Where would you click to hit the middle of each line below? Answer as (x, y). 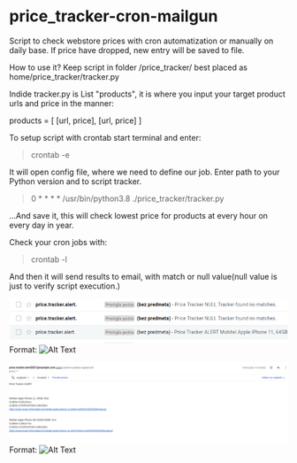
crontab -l (49, 259)
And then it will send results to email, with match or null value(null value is (143, 276)
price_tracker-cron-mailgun (114, 16)
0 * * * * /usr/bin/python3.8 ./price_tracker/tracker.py (127, 198)
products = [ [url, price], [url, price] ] (76, 120)
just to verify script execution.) (65, 286)
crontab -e (50, 154)
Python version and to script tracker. (76, 181)
